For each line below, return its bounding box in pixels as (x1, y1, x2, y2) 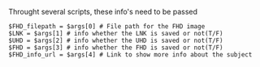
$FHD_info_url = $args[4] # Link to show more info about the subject (8, 51, 253, 59)
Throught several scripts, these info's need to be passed (8, 7, 197, 16)
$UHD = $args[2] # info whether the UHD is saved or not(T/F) (8, 36, 223, 44)
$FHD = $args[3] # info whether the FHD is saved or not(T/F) (8, 44, 223, 52)
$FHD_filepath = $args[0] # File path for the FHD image (8, 23, 206, 31)
